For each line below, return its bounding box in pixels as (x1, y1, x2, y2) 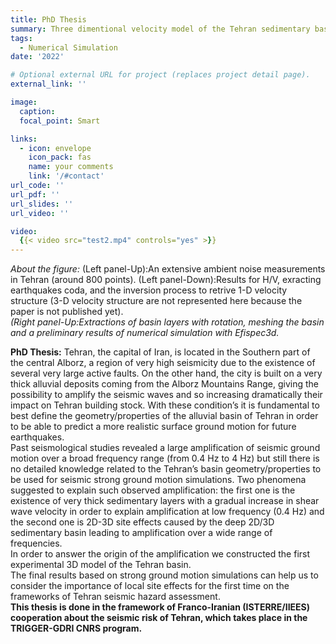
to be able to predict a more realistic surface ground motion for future (10, 421, 297, 433)
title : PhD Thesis (10, 14, 87, 25)
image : (10, 97, 38, 107)
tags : (10, 33, 33, 43)
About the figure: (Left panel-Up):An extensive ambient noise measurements (10, 263, 326, 275)
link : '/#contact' (28, 171, 105, 181)
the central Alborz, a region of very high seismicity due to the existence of (10, 357, 316, 369)
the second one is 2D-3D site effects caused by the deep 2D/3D (10, 516, 275, 528)
